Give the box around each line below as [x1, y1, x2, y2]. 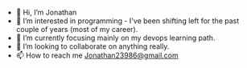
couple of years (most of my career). [15, 25, 138, 34]
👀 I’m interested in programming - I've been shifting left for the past [15, 16, 240, 26]
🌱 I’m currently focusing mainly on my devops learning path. [15, 33, 216, 42]
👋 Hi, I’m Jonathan [15, 8, 77, 17]
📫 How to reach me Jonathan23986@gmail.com [15, 50, 179, 60]
